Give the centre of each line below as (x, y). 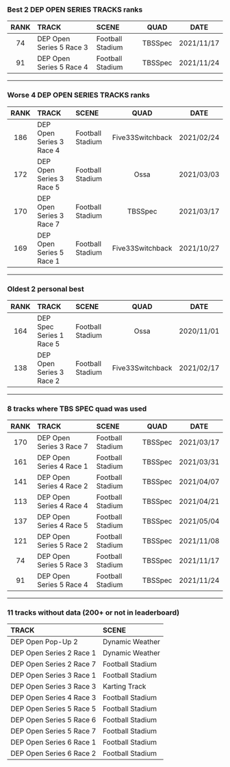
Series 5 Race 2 (63, 545)
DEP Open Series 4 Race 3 (53, 698)
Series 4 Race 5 (63, 525)
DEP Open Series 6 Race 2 (53, 753)
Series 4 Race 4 (63, 506)
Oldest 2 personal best (46, 288)
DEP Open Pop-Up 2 (44, 642)
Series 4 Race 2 (63, 486)
